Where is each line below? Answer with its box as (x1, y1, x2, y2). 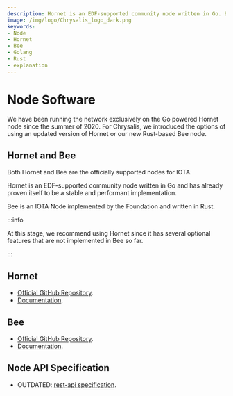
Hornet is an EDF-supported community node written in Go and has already (7, 181, 223, 190)
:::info (7, 216, 24, 224)
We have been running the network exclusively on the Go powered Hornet (7, 115, 219, 123)
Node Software (7, 92, 96, 108)
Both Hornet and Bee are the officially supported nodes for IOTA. (7, 168, 192, 176)
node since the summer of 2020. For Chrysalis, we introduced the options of (7, 122, 226, 131)
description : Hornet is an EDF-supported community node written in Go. (7, 10, 222, 17)
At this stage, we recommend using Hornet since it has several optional (7, 229, 211, 238)
